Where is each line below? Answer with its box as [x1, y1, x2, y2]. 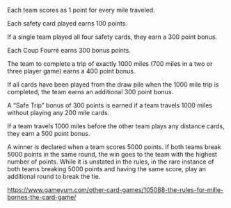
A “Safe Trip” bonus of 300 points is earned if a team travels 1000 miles [7, 101, 212, 110]
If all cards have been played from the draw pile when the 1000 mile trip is [7, 80, 219, 89]
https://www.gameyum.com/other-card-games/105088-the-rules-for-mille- [7, 186, 224, 193]
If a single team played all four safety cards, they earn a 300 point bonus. [7, 33, 218, 41]
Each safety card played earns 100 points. [7, 19, 127, 27]
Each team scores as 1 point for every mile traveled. [7, 6, 155, 14]
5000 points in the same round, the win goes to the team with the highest [7, 150, 218, 158]
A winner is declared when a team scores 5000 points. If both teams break [7, 143, 221, 151]
